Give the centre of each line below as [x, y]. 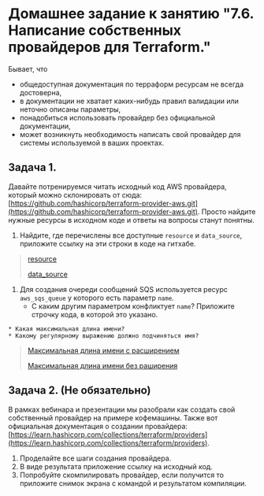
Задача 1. [32, 167]
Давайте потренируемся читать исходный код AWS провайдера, [117, 187]
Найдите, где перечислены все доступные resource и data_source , [131, 235]
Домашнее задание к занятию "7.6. [131, 14]
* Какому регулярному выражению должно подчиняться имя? [104, 335]
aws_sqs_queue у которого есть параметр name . [97, 298]
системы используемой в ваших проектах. [92, 143]
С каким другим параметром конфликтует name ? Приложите [133, 306]
